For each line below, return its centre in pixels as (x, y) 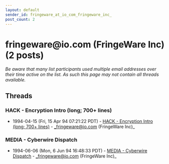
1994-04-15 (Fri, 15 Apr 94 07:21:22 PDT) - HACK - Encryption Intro (83, 121)
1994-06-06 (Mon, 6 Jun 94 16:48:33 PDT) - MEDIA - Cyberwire (80, 151)
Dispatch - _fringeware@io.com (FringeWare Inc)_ (65, 156)
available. (16, 80)
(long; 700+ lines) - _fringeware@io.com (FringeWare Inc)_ (74, 127)
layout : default (22, 10)
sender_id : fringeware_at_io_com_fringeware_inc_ (59, 15)
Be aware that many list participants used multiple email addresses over (81, 69)
